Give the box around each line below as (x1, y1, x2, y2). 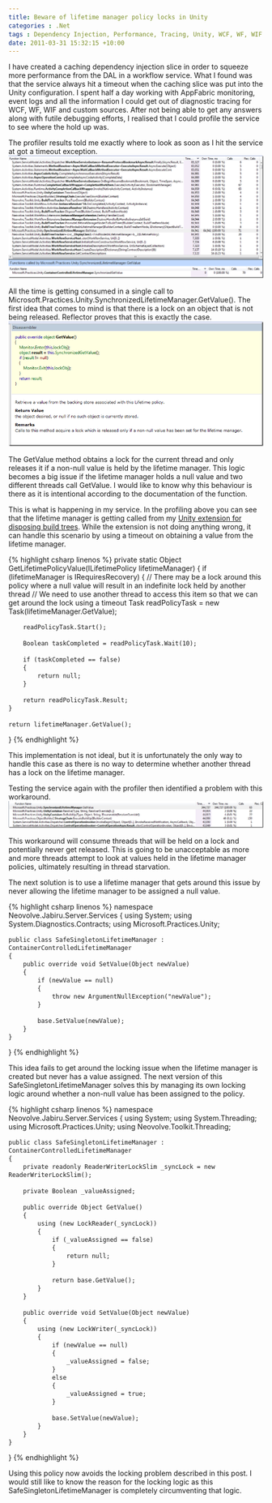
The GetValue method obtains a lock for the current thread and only (8, 455, 235, 465)
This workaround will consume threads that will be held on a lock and (8, 836, 240, 846)
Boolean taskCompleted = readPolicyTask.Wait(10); (23, 640, 198, 648)
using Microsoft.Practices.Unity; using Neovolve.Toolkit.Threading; (8, 1122, 232, 1132)
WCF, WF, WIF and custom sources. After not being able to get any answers (8, 105, 262, 115)
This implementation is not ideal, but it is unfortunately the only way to (8, 751, 243, 760)
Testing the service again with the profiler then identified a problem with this (8, 783, 263, 794)
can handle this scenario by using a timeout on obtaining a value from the (8, 531, 253, 541)
